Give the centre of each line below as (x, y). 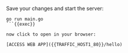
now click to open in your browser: (51, 34)
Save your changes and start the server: (55, 8)
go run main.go (25, 19)
